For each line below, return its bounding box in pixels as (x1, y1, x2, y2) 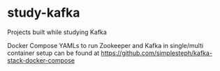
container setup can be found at (7, 49, 100, 57)
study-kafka (7, 5, 80, 21)
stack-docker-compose (7, 56, 75, 64)
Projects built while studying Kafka (7, 28, 107, 36)
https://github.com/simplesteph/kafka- (101, 49, 213, 57)
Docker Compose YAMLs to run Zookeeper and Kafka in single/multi (7, 41, 204, 49)
